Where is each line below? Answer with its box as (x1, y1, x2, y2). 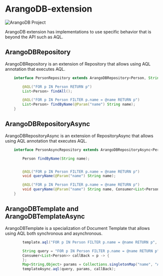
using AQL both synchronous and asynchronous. (5, 230, 103, 236)
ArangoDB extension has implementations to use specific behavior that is (5, 29, 151, 34)
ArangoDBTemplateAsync (5, 212, 85, 221)
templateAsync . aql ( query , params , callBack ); (22, 267, 116, 272)
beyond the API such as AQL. (5, 34, 64, 40)
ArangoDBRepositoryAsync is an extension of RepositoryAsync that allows (5, 132, 154, 139)
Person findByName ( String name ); (22, 156, 90, 161)
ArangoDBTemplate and (5, 205, 79, 213)
